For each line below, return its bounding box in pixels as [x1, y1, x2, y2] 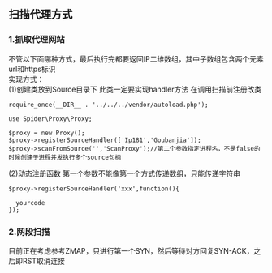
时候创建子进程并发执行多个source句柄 [8, 153, 122, 161]
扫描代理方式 [8, 7, 73, 22]
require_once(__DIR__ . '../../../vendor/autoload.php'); [8, 100, 209, 109]
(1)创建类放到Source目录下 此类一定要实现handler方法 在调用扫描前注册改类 [8, 84, 262, 94]
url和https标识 [8, 64, 56, 74]
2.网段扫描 [8, 226, 50, 237]
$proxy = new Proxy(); [8, 129, 85, 137]
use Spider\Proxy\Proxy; [8, 114, 93, 123]
